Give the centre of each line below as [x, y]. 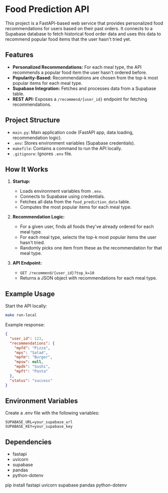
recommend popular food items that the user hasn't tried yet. [68, 39]
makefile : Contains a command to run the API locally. [67, 148]
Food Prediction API [47, 9]
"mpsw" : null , [29, 362]
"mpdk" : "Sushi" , [32, 367]
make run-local [21, 315]
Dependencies [28, 442]
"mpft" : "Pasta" [31, 372]
